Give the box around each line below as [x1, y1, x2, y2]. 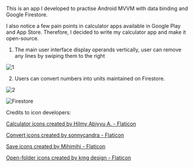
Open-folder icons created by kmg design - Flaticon [6, 154, 131, 161]
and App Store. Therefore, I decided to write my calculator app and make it [6, 29, 186, 36]
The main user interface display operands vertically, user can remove [14, 46, 182, 53]
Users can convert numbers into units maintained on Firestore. [14, 75, 165, 82]
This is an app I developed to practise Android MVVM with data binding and [6, 5, 188, 12]
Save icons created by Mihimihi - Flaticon [6, 143, 106, 149]
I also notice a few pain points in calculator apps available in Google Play [6, 23, 181, 29]
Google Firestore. [6, 11, 48, 18]
